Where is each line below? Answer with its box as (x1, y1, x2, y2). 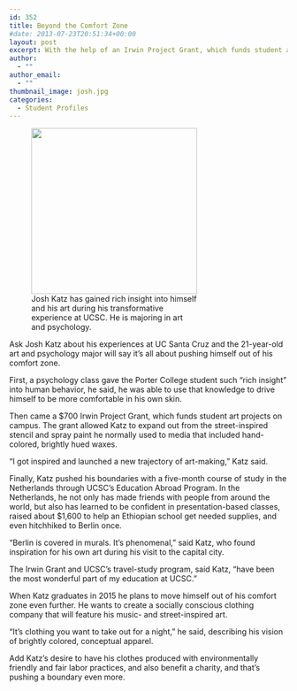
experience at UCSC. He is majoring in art (31, 312, 184, 323)
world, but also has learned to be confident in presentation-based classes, (9, 502, 281, 512)
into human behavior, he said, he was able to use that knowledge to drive (9, 384, 276, 395)
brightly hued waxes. (41, 439, 118, 449)
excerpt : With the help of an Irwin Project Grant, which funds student (9, 46, 283, 55)
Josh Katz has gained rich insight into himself (31, 294, 197, 304)
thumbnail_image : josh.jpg (9, 87, 109, 96)
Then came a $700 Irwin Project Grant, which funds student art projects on (9, 411, 283, 421)
